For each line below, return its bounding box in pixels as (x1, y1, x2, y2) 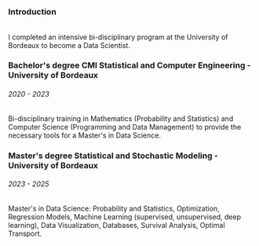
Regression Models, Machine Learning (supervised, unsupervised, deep (8, 211, 242, 222)
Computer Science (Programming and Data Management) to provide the (8, 122, 242, 131)
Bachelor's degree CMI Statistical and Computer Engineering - (8, 60, 251, 71)
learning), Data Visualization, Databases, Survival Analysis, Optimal (8, 220, 225, 229)
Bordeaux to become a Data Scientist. (8, 40, 131, 50)
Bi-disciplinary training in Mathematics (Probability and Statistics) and (8, 113, 234, 123)
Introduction (8, 6, 57, 17)
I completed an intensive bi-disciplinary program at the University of (8, 32, 228, 42)
